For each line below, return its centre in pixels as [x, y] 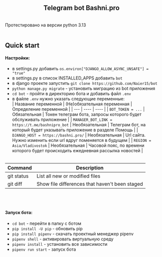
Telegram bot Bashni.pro [81, 8]
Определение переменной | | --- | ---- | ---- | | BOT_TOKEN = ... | [78, 109]
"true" [19, 73]
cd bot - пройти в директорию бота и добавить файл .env [72, 94]
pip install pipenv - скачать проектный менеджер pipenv [73, 234]
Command [20, 168]
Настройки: [17, 58]
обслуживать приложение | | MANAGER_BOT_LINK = [62, 119]
